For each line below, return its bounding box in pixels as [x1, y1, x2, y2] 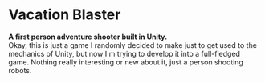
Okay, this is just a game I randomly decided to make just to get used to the [8, 40, 257, 49]
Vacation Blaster [8, 6, 121, 24]
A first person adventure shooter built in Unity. [8, 32, 168, 41]
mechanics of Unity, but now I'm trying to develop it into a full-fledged [8, 49, 241, 58]
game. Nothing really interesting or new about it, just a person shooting [8, 57, 243, 67]
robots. [8, 65, 32, 75]
